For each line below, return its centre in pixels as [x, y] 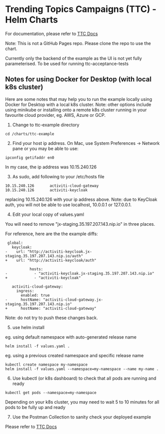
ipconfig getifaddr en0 [30, 158]
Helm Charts [32, 20]
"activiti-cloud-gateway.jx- [73, 300]
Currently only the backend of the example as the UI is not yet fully [74, 58]
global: [15, 243]
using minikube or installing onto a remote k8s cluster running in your [76, 110]
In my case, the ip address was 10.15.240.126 [51, 167]
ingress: [25, 291]
